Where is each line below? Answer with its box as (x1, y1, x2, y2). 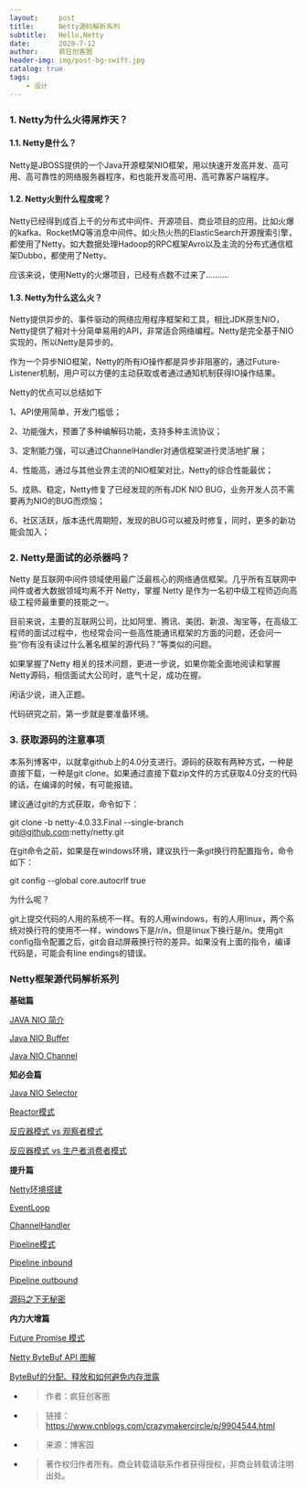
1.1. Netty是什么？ (9, 138, 77, 149)
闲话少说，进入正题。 (9, 689, 90, 700)
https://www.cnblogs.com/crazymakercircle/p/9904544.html (45, 1420, 276, 1431)
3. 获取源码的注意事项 (9, 734, 105, 746)
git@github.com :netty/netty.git (9, 826, 125, 837)
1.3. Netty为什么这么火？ (9, 291, 103, 302)
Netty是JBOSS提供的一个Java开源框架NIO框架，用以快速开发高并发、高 (9, 159, 281, 170)
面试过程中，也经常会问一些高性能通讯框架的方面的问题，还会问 (33, 628, 274, 639)
